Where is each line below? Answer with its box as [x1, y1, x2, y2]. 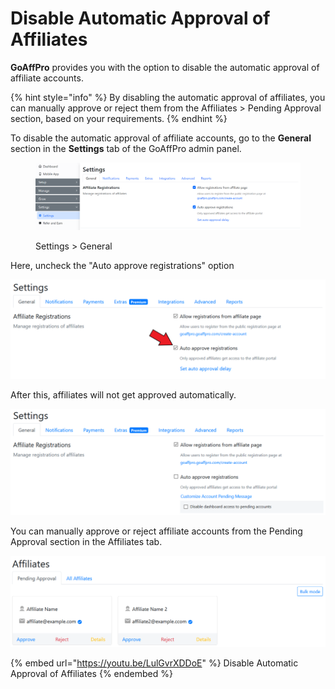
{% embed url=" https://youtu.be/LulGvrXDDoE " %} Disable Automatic [10, 657, 299, 669]
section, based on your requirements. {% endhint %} [10, 112, 228, 124]
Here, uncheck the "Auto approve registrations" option [10, 260, 235, 271]
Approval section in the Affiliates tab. [10, 535, 163, 547]
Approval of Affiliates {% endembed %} [10, 667, 173, 679]
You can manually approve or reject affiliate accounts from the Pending [10, 525, 303, 537]
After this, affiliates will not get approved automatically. [10, 389, 237, 401]
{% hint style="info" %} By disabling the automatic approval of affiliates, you [10, 91, 326, 103]
